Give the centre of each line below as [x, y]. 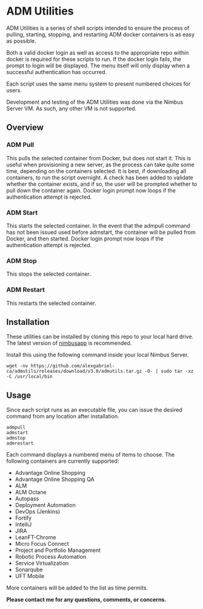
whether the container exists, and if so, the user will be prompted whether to [102, 184]
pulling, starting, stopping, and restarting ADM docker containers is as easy [101, 34]
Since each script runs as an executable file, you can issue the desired [95, 410]
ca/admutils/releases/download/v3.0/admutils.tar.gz [74, 372]
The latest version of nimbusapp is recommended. [69, 343]
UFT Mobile [30, 576]
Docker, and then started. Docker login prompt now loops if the [85, 239]
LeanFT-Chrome [35, 537]
